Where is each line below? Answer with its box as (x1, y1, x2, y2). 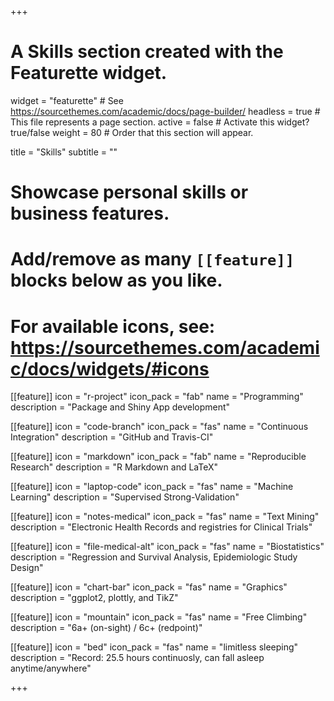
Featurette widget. (10, 62, 168, 85)
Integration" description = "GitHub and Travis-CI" (10, 431, 214, 443)
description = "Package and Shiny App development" (10, 401, 231, 413)
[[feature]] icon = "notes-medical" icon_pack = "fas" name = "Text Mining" (10, 511, 320, 523)
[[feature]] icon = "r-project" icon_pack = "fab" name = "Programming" (10, 391, 304, 403)
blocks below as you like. (10, 269, 223, 292)
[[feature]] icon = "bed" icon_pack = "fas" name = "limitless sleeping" (10, 641, 299, 653)
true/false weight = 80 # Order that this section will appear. (10, 126, 254, 138)
